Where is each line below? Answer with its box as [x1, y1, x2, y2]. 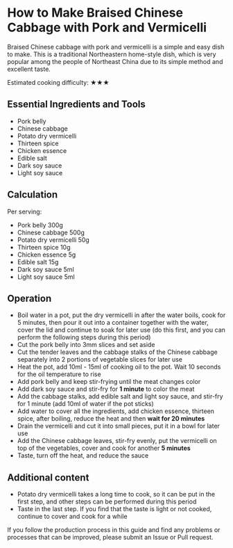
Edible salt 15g [17, 257, 59, 266]
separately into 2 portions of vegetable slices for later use [17, 355, 182, 364]
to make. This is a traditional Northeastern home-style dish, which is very [7, 50, 216, 58]
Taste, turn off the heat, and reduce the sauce [17, 451, 149, 460]
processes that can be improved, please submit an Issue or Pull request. [7, 533, 214, 542]
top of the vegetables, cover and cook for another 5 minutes [17, 444, 191, 453]
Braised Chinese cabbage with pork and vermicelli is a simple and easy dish [7, 42, 225, 51]
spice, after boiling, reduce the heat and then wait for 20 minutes [17, 414, 205, 423]
